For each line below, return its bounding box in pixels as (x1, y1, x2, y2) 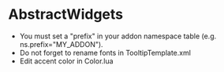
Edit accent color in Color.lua (19, 56, 114, 66)
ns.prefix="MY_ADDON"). (19, 39, 104, 49)
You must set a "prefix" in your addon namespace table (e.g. (19, 31, 217, 41)
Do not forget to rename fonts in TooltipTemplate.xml (19, 48, 192, 57)
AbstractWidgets (8, 5, 124, 23)
